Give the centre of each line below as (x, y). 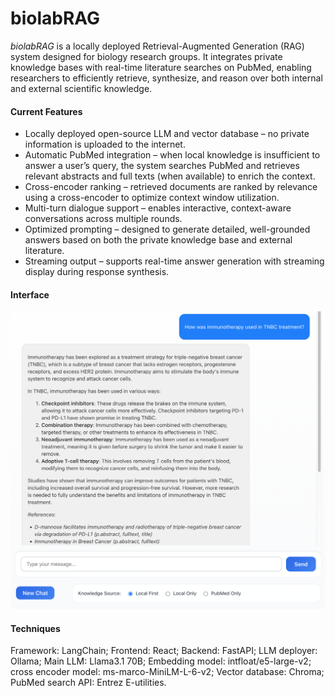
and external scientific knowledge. (81, 88)
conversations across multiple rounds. (103, 219)
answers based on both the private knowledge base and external (158, 240)
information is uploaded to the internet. (105, 144)
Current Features (46, 111)
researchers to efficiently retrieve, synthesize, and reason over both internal (166, 78)
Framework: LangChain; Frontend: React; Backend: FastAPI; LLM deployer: (164, 651)
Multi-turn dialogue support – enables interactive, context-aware (158, 208)
